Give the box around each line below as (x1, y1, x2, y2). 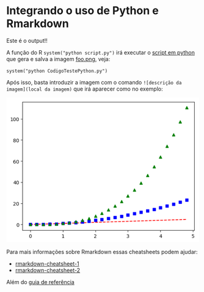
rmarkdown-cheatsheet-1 (15, 260, 79, 267)
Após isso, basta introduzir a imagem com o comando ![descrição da (6, 78, 182, 86)
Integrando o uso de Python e (6, 4, 159, 18)
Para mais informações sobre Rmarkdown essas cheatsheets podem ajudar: (6, 248, 198, 255)
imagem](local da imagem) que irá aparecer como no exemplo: (6, 85, 163, 92)
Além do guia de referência (6, 278, 75, 285)
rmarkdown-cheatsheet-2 (15, 266, 81, 274)
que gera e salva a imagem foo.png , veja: (6, 55, 111, 62)
